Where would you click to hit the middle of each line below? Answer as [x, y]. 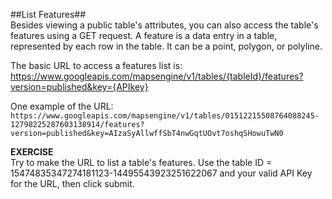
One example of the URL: [62, 106]
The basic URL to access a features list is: [96, 65]
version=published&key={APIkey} [79, 87]
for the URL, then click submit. [72, 183]
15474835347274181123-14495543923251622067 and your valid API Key [161, 173]
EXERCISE [32, 152]
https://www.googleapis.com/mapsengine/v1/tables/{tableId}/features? [157, 76]
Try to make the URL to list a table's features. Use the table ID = [141, 162]
